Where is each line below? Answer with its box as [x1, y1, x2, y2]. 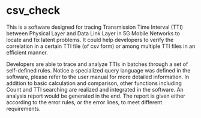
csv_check [6, 4, 61, 17]
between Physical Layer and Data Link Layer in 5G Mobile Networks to [6, 29, 180, 37]
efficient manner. [6, 49, 48, 56]
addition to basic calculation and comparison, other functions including [6, 79, 182, 87]
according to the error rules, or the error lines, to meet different [6, 98, 163, 105]
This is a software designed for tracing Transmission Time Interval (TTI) [6, 23, 184, 31]
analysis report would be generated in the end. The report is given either [6, 92, 186, 99]
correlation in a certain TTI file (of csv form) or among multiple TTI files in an [6, 43, 196, 50]
